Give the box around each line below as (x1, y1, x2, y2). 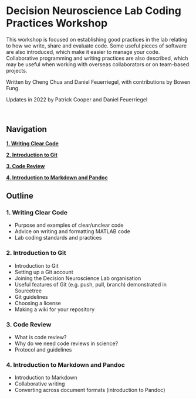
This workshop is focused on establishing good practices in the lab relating (6, 36, 188, 43)
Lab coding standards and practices (14, 234, 102, 241)
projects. (6, 67, 28, 74)
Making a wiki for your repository (14, 306, 95, 313)
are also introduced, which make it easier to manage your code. (6, 48, 160, 55)
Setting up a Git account (14, 268, 73, 275)
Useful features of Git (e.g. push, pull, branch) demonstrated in (14, 281, 167, 288)
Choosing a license (14, 299, 62, 306)
